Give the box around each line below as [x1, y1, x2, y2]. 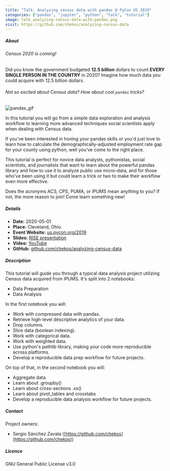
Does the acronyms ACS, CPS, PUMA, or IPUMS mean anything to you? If [5, 188, 160, 195]
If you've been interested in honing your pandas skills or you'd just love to [5, 136, 161, 142]
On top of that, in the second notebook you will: [5, 364, 106, 371]
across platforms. [12, 349, 50, 355]
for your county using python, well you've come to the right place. [5, 147, 144, 153]
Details [5, 206, 21, 212]
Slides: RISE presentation [12, 235, 67, 241]
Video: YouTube [12, 240, 47, 246]
